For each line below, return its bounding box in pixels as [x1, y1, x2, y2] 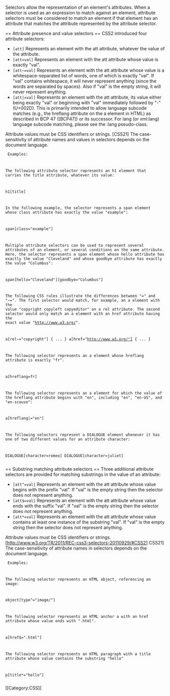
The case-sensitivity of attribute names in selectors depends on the [5, 545, 147, 551]
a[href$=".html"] [5, 635, 42, 640]
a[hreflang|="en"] [5, 416, 44, 421]
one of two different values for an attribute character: [5, 437, 130, 442]
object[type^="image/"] [5, 597, 56, 603]
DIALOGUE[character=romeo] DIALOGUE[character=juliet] [5, 453, 124, 458]
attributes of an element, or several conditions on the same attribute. [5, 247, 165, 252]
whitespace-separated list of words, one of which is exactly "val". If [12, 73, 154, 78]
